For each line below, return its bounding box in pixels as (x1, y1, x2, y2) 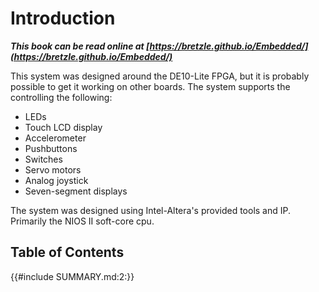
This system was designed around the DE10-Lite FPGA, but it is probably (10, 70, 310, 82)
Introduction (10, 7, 116, 30)
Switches (24, 153, 63, 165)
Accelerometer (24, 132, 87, 144)
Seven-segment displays (24, 185, 128, 197)
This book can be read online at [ (10, 40, 150, 52)
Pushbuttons (24, 142, 78, 154)
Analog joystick (24, 174, 89, 186)
